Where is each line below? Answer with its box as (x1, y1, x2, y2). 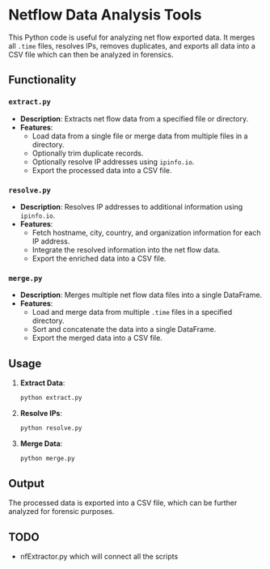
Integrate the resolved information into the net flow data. (32, 244, 221, 254)
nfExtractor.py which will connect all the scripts (19, 552, 179, 562)
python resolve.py (19, 423, 82, 432)
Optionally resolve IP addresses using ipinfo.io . (32, 156, 195, 167)
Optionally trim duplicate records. (32, 148, 144, 158)
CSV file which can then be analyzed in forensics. (8, 49, 174, 59)
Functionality (8, 73, 77, 87)
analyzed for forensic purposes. (8, 507, 115, 516)
